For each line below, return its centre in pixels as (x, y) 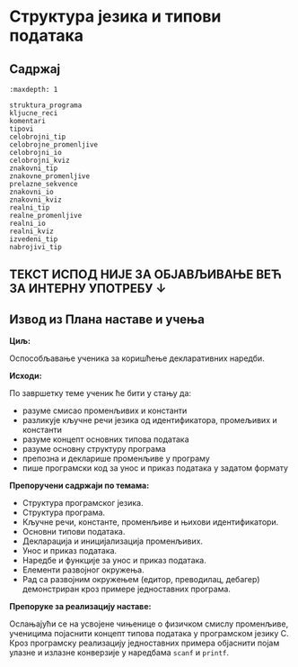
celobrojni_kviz (39, 160)
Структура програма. (64, 513)
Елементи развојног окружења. (83, 570)
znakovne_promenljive (50, 176)
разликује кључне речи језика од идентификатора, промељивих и (149, 420)
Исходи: (26, 376)
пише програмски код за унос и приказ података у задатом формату (155, 468)
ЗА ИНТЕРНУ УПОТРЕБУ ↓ (88, 288)
